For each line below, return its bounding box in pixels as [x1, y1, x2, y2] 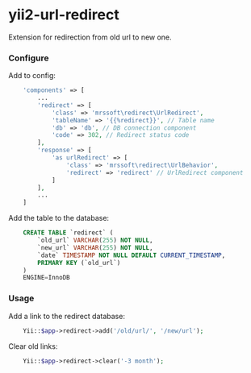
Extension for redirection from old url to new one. [8, 32, 172, 42]
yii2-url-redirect [8, 6, 119, 24]
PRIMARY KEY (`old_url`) [37, 259, 121, 267]
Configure [8, 52, 49, 64]
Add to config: [8, 71, 56, 81]
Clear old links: [8, 341, 58, 351]
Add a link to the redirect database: [8, 311, 125, 321]
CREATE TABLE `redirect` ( [23, 229, 114, 237]
